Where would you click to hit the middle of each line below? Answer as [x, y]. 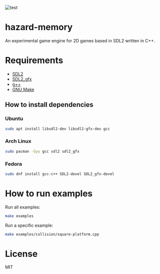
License [21, 254]
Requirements [34, 60]
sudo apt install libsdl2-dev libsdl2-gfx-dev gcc [58, 129]
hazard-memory [39, 27]
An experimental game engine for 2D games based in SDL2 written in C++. [80, 40]
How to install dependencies [49, 105]
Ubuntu [14, 118]
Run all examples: [23, 207]
